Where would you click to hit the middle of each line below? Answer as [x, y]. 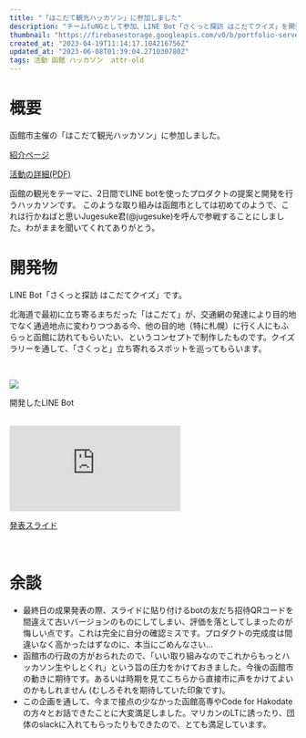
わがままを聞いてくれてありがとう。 [92, 227]
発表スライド [33, 525]
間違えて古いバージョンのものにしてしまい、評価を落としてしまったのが [158, 621]
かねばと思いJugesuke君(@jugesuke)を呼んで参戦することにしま [155, 216]
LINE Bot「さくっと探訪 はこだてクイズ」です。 [98, 295]
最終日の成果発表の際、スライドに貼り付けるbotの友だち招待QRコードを [158, 610]
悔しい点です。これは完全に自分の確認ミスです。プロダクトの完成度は [153, 633]
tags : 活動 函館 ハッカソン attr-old [76, 60]
